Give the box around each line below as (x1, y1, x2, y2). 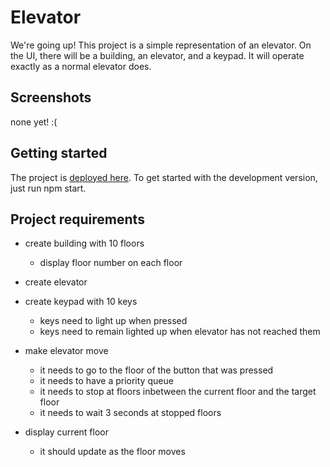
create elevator (24, 276, 88, 288)
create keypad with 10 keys (24, 296, 138, 308)
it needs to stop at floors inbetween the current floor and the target (39, 386, 317, 398)
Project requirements (10, 211, 145, 228)
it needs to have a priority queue (39, 375, 174, 387)
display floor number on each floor (39, 257, 183, 269)
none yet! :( (10, 116, 58, 128)
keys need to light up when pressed (39, 315, 188, 327)
